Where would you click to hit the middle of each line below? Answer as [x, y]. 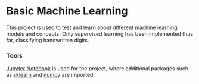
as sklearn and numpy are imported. [51, 75]
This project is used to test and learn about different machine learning [92, 27]
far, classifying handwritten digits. [48, 40]
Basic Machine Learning [67, 11]
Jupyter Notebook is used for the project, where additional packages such [97, 69]
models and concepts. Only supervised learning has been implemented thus [100, 33]
